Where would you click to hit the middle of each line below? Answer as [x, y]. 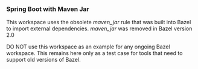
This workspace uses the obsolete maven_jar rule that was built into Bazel [99, 22]
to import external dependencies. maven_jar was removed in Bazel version [99, 28]
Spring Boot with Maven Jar [48, 9]
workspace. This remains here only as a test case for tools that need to [94, 53]
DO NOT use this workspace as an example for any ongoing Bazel [88, 47]
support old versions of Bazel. [43, 60]
